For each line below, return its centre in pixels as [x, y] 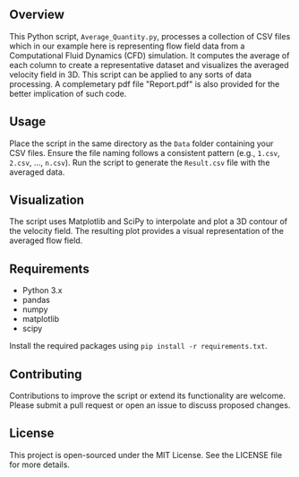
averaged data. [37, 172]
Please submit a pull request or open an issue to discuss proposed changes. [150, 405]
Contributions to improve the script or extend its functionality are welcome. [148, 396]
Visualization [47, 200]
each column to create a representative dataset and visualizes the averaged [149, 65]
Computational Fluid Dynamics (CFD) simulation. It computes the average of [149, 55]
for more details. [39, 464]
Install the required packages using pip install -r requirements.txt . [138, 346]
